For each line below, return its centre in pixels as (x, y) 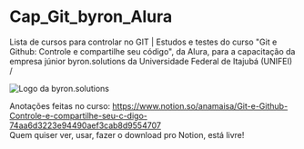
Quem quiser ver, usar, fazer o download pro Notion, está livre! (127, 134)
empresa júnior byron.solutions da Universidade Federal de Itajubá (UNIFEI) (151, 61)
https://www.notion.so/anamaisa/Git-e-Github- (200, 105)
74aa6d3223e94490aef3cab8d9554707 (86, 125)
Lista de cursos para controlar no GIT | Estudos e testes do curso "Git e (143, 42)
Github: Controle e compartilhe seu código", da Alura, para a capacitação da (152, 51)
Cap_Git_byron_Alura (91, 17)
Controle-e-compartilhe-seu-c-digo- (78, 115)
